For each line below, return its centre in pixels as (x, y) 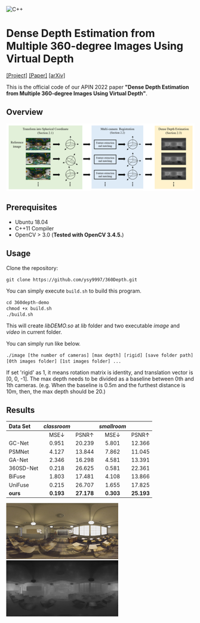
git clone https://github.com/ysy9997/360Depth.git (72, 279)
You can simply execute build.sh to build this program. (74, 291)
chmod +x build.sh (29, 308)
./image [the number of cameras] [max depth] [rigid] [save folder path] (100, 355)
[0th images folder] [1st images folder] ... (64, 361)
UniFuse (19, 485)
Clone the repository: (32, 268)
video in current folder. (34, 332)
